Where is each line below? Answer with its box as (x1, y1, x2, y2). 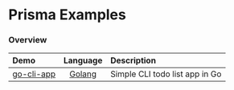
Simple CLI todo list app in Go (109, 68, 222, 80)
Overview (8, 35, 47, 46)
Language (63, 55, 103, 66)
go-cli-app (12, 68, 56, 80)
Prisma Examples (8, 6, 126, 24)
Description (109, 55, 157, 66)
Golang (69, 68, 97, 80)
